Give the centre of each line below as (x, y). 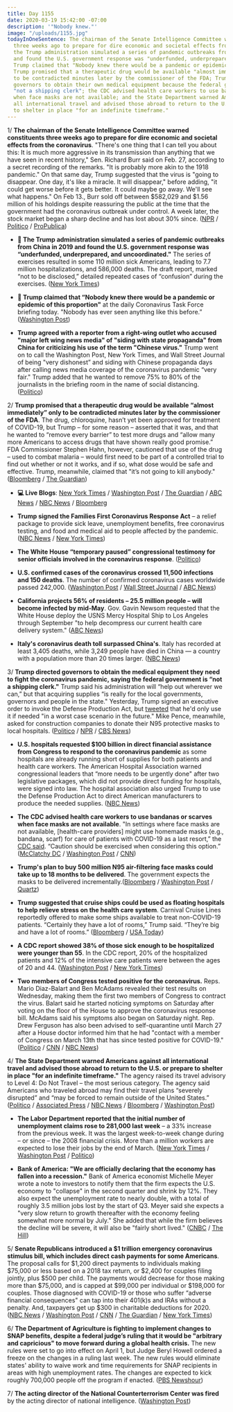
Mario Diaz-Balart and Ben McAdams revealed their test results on (112, 988)
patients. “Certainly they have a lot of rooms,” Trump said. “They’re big (118, 924)
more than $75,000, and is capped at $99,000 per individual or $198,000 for (116, 1285)
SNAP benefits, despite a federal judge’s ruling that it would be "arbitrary (115, 1336)
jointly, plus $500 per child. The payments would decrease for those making (116, 1278)
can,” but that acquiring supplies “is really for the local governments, (105, 694)
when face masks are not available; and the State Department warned (116, 98)
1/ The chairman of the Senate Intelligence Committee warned (98, 130)
